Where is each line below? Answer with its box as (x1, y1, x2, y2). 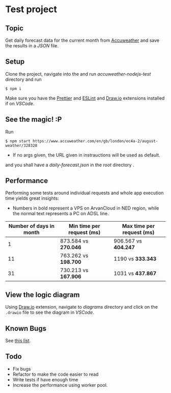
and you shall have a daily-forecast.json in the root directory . (5, 162, 134, 168)
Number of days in (8, 223, 55, 230)
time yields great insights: (5, 195, 60, 201)
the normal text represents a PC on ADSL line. (12, 210, 109, 217)
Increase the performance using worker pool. (12, 382, 108, 388)
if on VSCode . (5, 100, 35, 106)
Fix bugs (12, 366, 31, 372)
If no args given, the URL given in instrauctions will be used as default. (12, 152, 160, 158)
